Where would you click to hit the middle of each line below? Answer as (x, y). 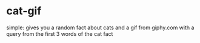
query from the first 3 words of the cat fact (60, 33)
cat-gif (24, 11)
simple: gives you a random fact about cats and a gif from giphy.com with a (100, 27)
